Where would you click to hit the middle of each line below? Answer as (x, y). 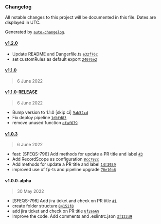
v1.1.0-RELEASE (21, 92)
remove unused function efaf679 (45, 122)
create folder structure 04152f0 (43, 206)
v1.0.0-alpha (18, 180)
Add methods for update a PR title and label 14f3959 (64, 164)
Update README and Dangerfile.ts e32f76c (55, 54)
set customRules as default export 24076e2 (54, 59)
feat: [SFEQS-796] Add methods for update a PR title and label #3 (77, 154)
